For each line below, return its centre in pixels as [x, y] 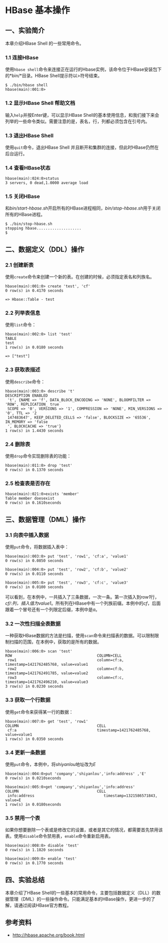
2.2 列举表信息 [23, 313]
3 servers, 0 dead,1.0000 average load [47, 183]
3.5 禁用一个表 [23, 818]
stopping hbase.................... [43, 229]
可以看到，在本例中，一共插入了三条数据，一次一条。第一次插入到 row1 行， [82, 597]
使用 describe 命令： [25, 382]
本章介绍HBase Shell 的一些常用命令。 [44, 43]
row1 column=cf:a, [65, 660]
